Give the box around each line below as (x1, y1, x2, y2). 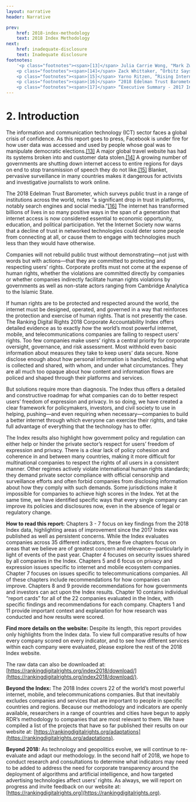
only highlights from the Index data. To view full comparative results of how (6, 631, 187, 638)
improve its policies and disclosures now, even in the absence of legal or (6, 502, 180, 510)
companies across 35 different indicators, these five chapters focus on (6, 539, 177, 546)
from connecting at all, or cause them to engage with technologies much (6, 233, 181, 240)
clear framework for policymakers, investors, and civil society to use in (6, 404, 176, 411)
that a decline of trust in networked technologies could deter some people (6, 227, 184, 234)
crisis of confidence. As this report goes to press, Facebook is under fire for (6, 135, 188, 142)
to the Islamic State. (6, 288, 54, 295)
